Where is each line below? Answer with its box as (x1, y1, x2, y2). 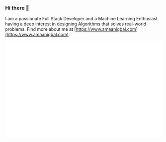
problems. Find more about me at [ (5, 26, 76, 32)
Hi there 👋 (5, 4, 30, 11)
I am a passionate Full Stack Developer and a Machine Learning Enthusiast (5, 16, 158, 22)
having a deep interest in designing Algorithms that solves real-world (5, 21, 147, 27)
